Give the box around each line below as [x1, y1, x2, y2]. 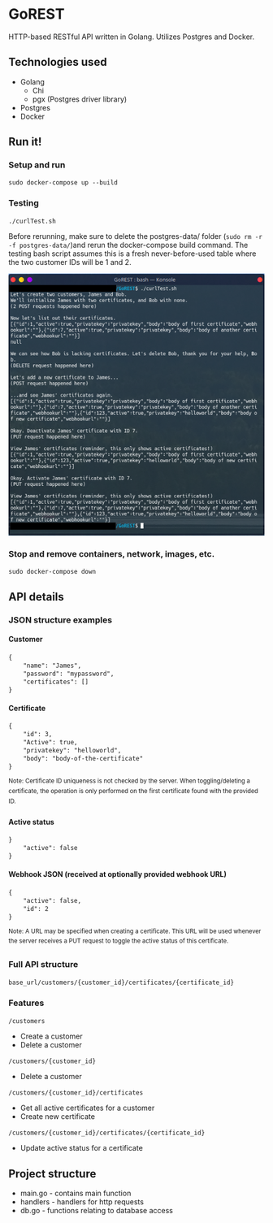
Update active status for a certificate [19, 1143, 144, 1153]
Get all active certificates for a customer [19, 1103, 155, 1113]
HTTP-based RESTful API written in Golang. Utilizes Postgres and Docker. [8, 32, 254, 41]
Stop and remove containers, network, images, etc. [8, 549, 215, 560]
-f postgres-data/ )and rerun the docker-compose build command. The [8, 240, 249, 249]
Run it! [8, 135, 42, 149]
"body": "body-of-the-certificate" [23, 755, 144, 763]
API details [8, 590, 65, 604]
